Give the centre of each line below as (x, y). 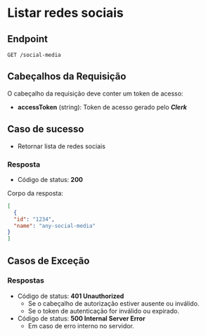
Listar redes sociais (66, 13)
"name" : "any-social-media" (55, 226)
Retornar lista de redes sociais (61, 146)
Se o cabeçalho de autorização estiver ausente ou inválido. (114, 303)
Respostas (26, 280)
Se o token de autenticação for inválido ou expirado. (103, 311)
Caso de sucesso (46, 129)
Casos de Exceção (49, 260)
